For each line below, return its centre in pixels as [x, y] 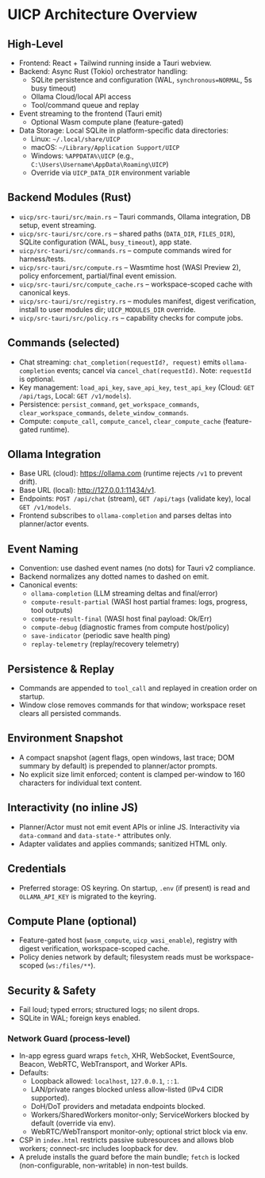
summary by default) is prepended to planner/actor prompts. [118, 766]
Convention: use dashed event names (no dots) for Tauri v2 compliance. [137, 568]
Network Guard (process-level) [69, 1039]
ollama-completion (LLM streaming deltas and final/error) [124, 594]
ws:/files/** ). [72, 965]
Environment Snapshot [65, 739]
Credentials [37, 869]
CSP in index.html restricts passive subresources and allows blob [127, 1140]
